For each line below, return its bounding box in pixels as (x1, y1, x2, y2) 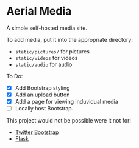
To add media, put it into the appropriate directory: (6, 36, 133, 43)
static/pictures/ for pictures (15, 47, 90, 55)
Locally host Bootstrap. (15, 105, 74, 112)
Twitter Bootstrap (15, 129, 59, 136)
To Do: (6, 72, 23, 79)
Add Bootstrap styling (15, 84, 70, 92)
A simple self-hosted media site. (6, 24, 87, 32)
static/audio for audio (15, 61, 73, 68)
